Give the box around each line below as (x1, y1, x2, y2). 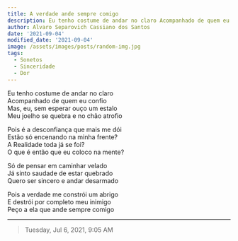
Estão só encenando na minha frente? (7, 132, 118, 141)
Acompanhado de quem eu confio (7, 96, 108, 105)
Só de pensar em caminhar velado (7, 161, 108, 170)
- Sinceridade (13, 63, 55, 70)
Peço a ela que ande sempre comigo (7, 205, 115, 213)
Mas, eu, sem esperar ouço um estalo (7, 104, 118, 112)
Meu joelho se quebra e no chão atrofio (7, 111, 123, 120)
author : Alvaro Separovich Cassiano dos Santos (7, 23, 151, 30)
